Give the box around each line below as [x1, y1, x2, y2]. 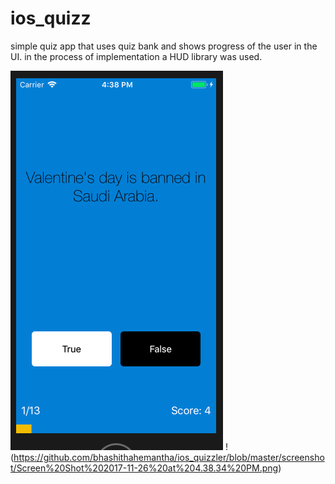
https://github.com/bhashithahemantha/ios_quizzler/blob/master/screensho [13, 451, 325, 463]
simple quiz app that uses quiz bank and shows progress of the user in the [10, 40, 318, 52]
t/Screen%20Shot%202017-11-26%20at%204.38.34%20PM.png [10, 462, 279, 474]
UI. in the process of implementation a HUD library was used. [10, 50, 263, 62]
